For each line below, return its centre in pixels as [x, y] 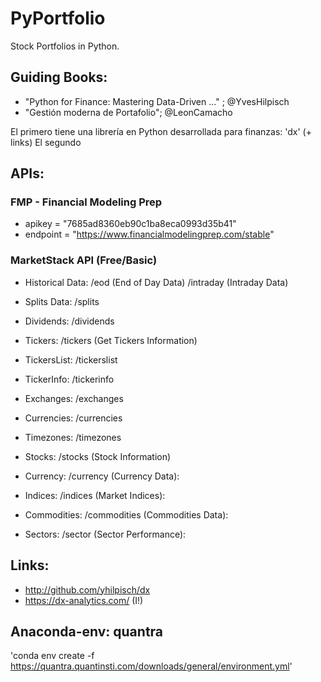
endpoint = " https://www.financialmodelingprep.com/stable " [149, 234]
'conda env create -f [52, 656]
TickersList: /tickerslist [71, 359]
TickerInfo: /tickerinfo [69, 379]
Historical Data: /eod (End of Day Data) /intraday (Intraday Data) [156, 282]
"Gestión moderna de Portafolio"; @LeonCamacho [128, 112]
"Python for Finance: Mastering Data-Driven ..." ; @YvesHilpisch [157, 101]
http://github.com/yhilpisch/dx [87, 589]
